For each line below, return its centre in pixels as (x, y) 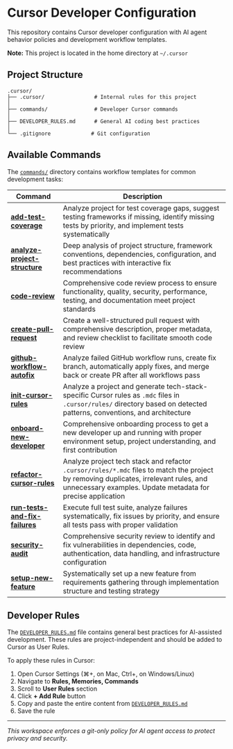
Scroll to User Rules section (57, 689)
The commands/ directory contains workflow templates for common (102, 171)
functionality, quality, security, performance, (135, 292)
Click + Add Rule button (51, 696)
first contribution (90, 450)
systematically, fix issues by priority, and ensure (141, 516)
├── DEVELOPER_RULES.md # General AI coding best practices (103, 121)
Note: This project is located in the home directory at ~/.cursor (98, 53)
